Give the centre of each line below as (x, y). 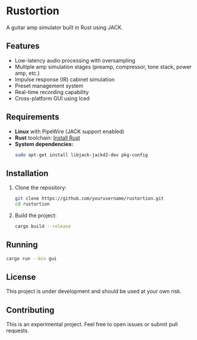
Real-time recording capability (52, 92)
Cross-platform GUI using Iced (52, 98)
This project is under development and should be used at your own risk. (94, 291)
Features (23, 46)
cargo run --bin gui (32, 259)
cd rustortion (32, 204)
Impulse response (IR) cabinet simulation (64, 79)
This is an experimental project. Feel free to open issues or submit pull (92, 325)
